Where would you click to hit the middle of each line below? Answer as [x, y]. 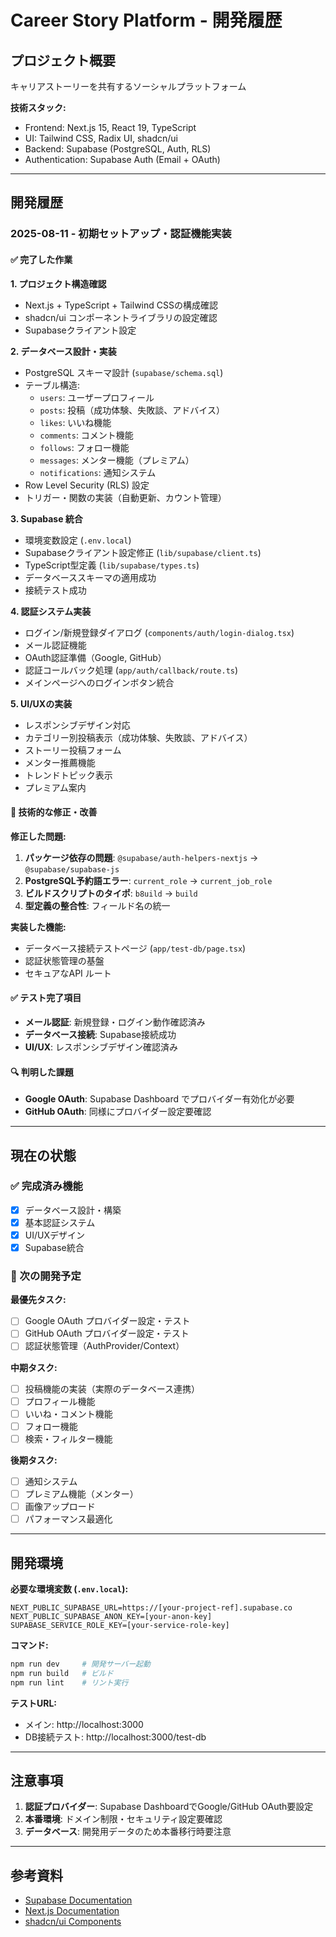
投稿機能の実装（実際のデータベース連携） [112, 1388]
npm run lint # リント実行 [69, 1682]
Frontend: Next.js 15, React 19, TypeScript [110, 127]
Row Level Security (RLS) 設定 [87, 485]
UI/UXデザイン [54, 1235]
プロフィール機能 [60, 1401]
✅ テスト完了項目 [46, 998]
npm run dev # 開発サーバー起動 [80, 1664]
